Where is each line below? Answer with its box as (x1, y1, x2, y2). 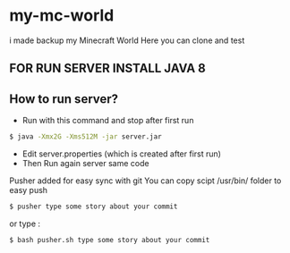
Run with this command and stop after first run (21, 115, 194, 126)
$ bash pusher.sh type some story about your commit (9, 235, 210, 244)
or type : (9, 218, 41, 229)
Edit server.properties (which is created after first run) (21, 148, 222, 159)
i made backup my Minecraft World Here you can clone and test (9, 35, 245, 46)
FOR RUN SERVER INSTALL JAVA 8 (9, 61, 206, 76)
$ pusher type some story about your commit (9, 202, 178, 211)
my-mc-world (9, 5, 115, 26)
